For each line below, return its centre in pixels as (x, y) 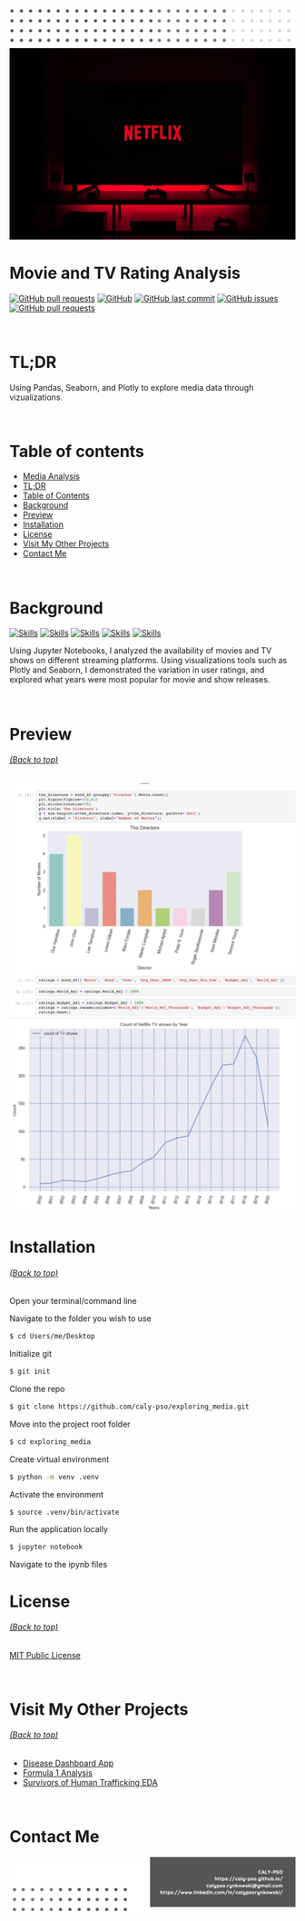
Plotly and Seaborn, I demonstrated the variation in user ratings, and (137, 670)
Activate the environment (57, 1494)
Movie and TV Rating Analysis (125, 273)
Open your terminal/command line (74, 1301)
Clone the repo (37, 1388)
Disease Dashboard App (68, 1763)
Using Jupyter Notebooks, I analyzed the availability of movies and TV (141, 651)
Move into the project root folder (70, 1424)
